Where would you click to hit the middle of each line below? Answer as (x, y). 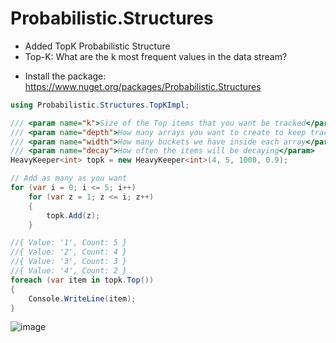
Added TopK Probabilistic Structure (97, 46)
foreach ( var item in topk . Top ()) (82, 280)
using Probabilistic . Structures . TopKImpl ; (100, 105)
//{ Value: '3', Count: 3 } (69, 262)
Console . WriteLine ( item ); (82, 298)
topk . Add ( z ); (73, 215)
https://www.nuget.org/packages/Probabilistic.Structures (143, 86)
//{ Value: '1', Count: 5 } (69, 243)
